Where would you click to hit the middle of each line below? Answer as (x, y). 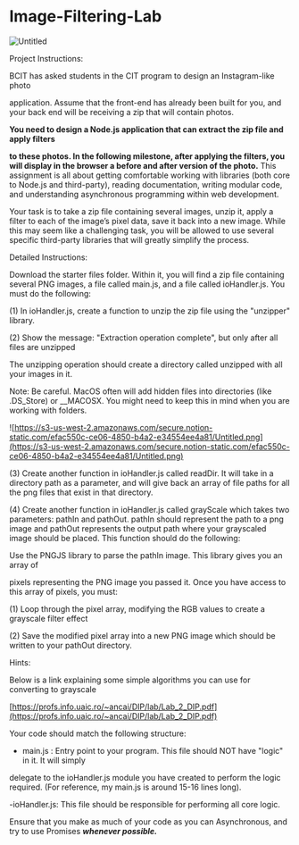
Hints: (20, 662)
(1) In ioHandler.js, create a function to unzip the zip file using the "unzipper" (149, 311)
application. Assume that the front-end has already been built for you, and (145, 102)
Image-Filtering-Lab (86, 17)
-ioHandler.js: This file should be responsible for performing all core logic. (145, 804)
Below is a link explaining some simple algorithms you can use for (130, 680)
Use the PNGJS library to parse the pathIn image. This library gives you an (146, 555)
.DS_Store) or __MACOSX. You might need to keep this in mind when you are (149, 400)
